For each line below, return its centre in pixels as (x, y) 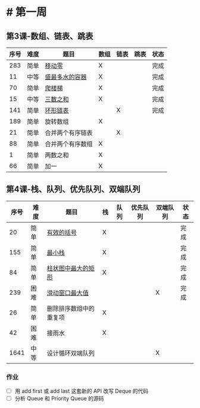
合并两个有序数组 (69, 144)
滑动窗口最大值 (68, 292)
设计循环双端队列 (71, 353)
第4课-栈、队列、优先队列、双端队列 (74, 189)
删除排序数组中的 (71, 309)
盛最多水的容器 (66, 77)
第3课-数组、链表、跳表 (50, 36)
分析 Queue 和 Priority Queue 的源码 (59, 398)
